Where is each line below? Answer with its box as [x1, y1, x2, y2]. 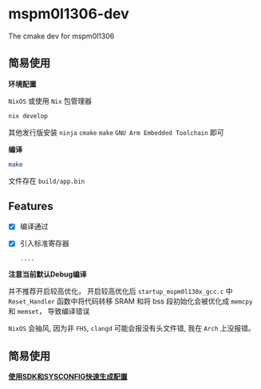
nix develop [8, 112, 48, 120]
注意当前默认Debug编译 [8, 269, 87, 280]
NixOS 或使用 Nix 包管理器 [8, 96, 93, 105]
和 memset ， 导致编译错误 [8, 307, 90, 316]
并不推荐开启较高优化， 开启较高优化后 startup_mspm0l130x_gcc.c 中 [8, 287, 233, 296]
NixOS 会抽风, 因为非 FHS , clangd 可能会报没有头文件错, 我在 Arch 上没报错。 [8, 324, 255, 333]
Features [8, 199, 53, 212]
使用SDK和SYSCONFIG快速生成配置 [8, 372, 128, 382]
